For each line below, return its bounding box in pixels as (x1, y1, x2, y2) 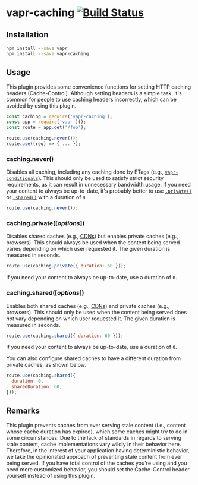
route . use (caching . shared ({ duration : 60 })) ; (6, 333, 124, 339)
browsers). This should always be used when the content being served (6, 239, 180, 246)
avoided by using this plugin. (6, 102, 77, 109)
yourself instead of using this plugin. (6, 472, 96, 479)
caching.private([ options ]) (6, 219, 85, 228)
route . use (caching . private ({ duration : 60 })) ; (6, 263, 127, 269)
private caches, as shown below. (6, 361, 86, 369)
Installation (6, 30, 49, 40)
